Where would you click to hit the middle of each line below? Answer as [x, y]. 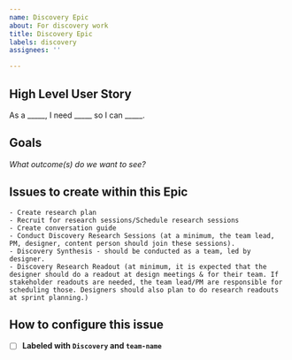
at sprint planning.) [49, 297]
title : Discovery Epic [51, 34]
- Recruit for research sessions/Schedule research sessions [124, 220]
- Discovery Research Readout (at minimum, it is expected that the [138, 266]
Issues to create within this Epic [99, 192]
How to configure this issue [86, 324]
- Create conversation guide [63, 228]
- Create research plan [53, 212]
